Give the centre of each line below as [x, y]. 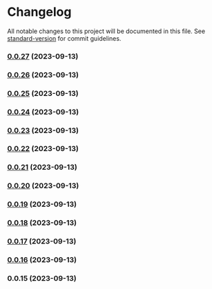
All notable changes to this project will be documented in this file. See [106, 31]
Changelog [39, 12]
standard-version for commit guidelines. [64, 38]
